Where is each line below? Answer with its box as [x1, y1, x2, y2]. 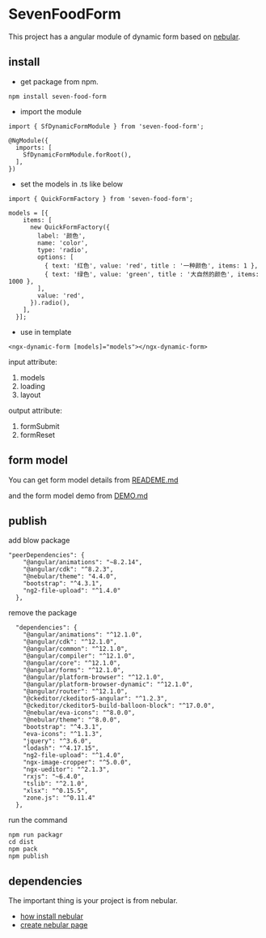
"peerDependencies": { [8, 551, 85, 559]
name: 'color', [37, 238, 89, 247]
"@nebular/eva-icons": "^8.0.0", [23, 709, 136, 717]
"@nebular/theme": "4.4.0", [23, 572, 117, 580]
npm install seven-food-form [8, 92, 107, 101]
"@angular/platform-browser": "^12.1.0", [23, 674, 164, 682]
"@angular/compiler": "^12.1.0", [23, 652, 136, 661]
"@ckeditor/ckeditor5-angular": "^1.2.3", [23, 695, 168, 703]
